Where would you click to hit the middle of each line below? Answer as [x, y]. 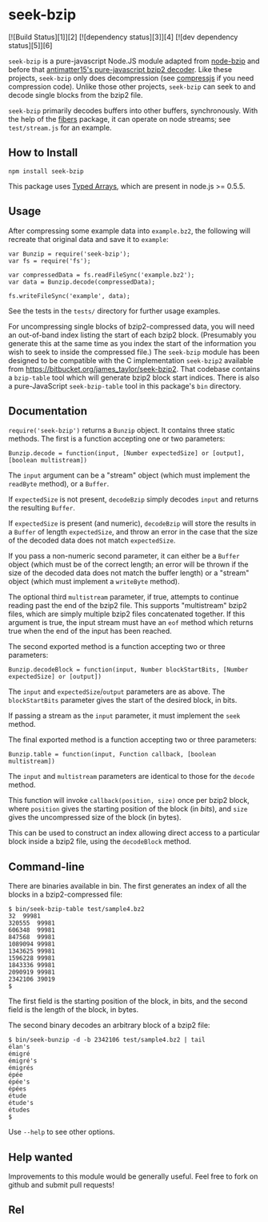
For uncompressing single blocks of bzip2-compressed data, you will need [132, 326]
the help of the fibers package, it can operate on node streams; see [120, 119]
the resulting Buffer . [42, 508]
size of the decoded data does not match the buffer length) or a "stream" [129, 573]
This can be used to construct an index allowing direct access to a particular [134, 833]
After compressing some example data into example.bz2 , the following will [129, 231]
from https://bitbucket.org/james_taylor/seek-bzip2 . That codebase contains [134, 369]
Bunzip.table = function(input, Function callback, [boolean [112, 755]
